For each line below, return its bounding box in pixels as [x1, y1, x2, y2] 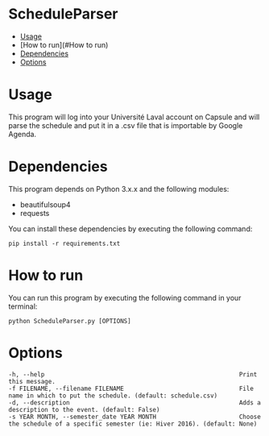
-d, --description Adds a [8, 398, 262, 407]
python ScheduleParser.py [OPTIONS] [8, 317, 131, 325]
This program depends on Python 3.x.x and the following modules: [8, 184, 230, 193]
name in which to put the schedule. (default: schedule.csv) [8, 392, 218, 400]
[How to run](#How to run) [19, 39, 109, 49]
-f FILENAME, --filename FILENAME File [8, 384, 254, 392]
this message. [8, 377, 56, 385]
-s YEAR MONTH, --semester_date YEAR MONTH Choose [8, 413, 262, 421]
